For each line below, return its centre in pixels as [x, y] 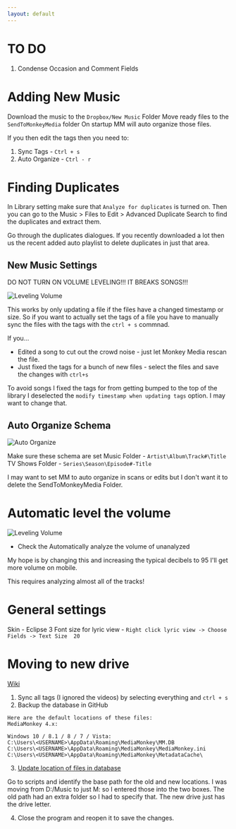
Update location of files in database [69, 768]
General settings [57, 610]
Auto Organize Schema [59, 425]
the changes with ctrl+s [53, 374]
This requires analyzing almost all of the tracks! [76, 581]
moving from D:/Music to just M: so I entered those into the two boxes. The [116, 789]
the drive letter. [29, 804]
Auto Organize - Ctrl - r [54, 159]
